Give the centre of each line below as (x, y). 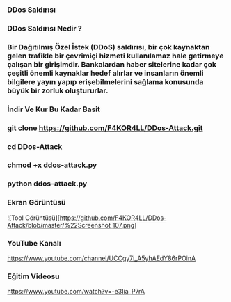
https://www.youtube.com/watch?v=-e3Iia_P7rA (76, 292)
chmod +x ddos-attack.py (52, 165)
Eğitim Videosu (34, 276)
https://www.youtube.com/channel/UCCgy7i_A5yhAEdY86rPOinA (102, 258)
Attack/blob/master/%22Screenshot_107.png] (72, 225)
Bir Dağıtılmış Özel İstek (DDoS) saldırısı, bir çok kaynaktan (109, 47)
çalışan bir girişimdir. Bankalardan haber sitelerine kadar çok (112, 64)
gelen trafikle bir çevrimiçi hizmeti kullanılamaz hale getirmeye (115, 56)
